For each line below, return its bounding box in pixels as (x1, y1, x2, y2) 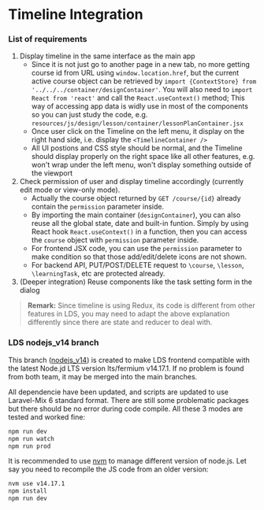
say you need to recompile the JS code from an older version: (8, 464, 209, 474)
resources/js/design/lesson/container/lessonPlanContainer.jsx (31, 120, 244, 128)
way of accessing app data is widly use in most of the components (31, 102, 248, 111)
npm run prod (8, 442, 51, 450)
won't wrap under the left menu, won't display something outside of (31, 160, 252, 170)
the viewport (31, 168, 73, 178)
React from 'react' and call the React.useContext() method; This (31, 93, 246, 103)
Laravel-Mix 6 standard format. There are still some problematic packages (8, 395, 250, 405)
